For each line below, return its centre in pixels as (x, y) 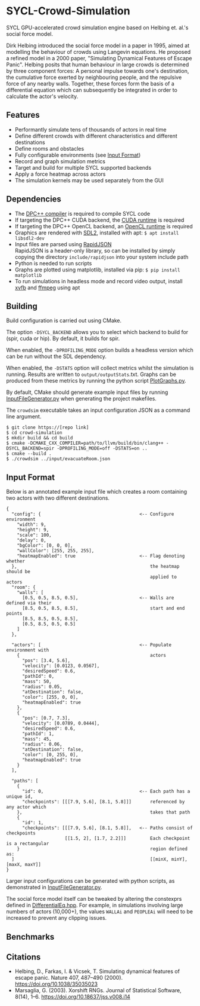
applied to (163, 577)
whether (16, 561)
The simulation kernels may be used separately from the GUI (89, 180)
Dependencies (34, 199)
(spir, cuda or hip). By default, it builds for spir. (63, 338)
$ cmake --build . (29, 454)
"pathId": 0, (38, 677)
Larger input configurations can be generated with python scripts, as (90, 881)
